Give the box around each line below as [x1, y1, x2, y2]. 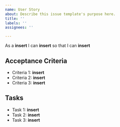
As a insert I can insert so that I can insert [5, 43, 90, 48]
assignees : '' [5, 25, 34, 30]
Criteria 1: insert [12, 69, 45, 75]
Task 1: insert [12, 107, 40, 112]
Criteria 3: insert [12, 79, 45, 85]
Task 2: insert [12, 112, 40, 118]
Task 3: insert [12, 117, 40, 123]
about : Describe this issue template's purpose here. [5, 12, 116, 16]
